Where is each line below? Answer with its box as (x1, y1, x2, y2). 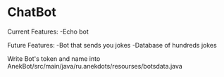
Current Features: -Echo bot (7, 27, 89, 36)
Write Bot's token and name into (7, 54, 101, 63)
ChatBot (7, 4, 56, 20)
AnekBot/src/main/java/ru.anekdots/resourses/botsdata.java (7, 62, 183, 70)
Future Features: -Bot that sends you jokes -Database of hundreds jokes (7, 41, 217, 49)
